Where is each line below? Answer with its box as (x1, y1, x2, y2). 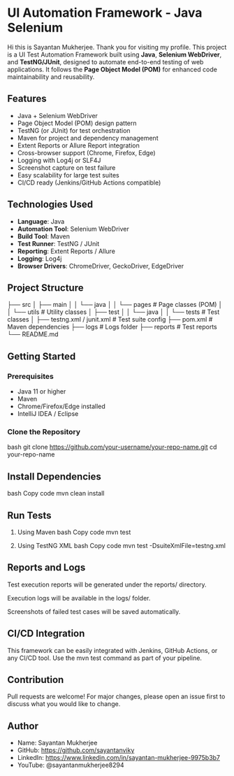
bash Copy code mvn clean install (7, 489, 105, 498)
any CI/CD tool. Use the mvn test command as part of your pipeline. (7, 654, 203, 662)
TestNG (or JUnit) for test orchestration (17, 126, 131, 134)
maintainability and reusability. (7, 72, 95, 81)
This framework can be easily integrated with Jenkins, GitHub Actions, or (7, 646, 218, 654)
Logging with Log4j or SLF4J (17, 156, 101, 164)
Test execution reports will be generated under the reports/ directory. (7, 580, 207, 589)
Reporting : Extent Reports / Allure (17, 247, 115, 255)
